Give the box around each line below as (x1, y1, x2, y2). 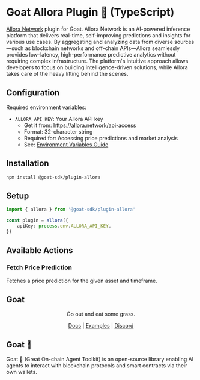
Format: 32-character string (23, 128, 93, 135)
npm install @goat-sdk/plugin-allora (6, 174, 101, 180)
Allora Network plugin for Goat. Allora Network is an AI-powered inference (6, 25, 190, 33)
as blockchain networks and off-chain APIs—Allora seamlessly (25, 45, 180, 52)
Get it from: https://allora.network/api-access (23, 122, 136, 129)
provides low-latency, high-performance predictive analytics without (6, 51, 176, 58)
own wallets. (6, 369, 37, 376)
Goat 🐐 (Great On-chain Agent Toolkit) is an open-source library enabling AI (6, 355, 194, 363)
